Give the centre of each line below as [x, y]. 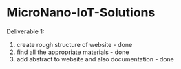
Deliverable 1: [25, 31]
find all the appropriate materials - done [73, 52]
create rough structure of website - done [74, 44]
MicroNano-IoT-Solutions [81, 13]
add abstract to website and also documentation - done [95, 59]
